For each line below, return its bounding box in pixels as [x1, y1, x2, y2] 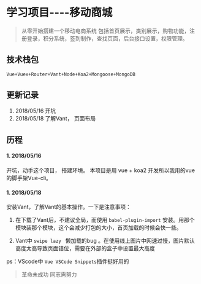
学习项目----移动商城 [6, 6, 113, 20]
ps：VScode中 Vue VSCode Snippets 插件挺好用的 [6, 258, 129, 265]
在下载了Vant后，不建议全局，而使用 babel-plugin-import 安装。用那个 [15, 216, 195, 224]
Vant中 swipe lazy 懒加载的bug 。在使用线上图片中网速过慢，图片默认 [15, 237, 195, 245]
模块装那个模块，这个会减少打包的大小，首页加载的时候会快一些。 [15, 224, 182, 231]
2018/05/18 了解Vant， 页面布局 [15, 115, 96, 122]
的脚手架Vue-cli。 [6, 175, 52, 182]
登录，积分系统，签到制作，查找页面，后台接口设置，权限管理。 [26, 34, 188, 42]
